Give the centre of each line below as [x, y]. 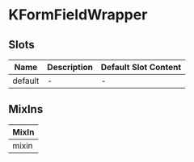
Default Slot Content [141, 67]
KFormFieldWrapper [78, 15]
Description [70, 67]
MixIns [26, 109]
